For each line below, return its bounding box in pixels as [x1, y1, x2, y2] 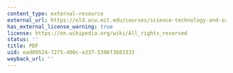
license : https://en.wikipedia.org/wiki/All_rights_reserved [7, 29, 188, 37]
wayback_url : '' [7, 56, 54, 63]
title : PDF [7, 42, 39, 49]
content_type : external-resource [7, 10, 104, 17]
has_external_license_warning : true [7, 23, 113, 30]
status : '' [7, 36, 39, 43]
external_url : [7, 17, 49, 24]
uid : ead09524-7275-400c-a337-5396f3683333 [7, 49, 135, 56]
